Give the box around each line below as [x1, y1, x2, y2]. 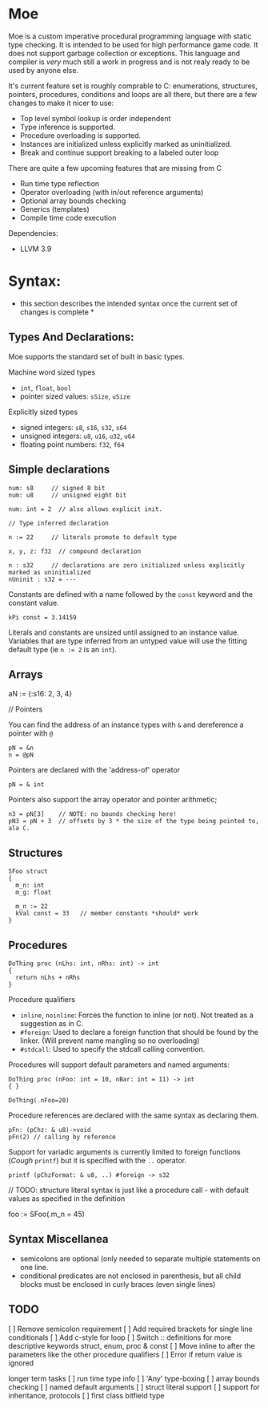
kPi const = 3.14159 [8, 613, 78, 622]
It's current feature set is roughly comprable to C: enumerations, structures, [8, 81, 258, 91]
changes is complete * [19, 306, 94, 317]
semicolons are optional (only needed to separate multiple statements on [19, 1253, 261, 1264]
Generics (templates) [19, 204, 90, 213]
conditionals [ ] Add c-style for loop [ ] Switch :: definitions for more [8, 1333, 232, 1342]
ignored [8, 1357, 34, 1368]
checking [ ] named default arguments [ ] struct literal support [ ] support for [8, 1382, 260, 1392]
